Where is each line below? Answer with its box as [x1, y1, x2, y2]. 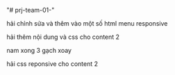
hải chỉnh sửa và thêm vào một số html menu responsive [6, 19, 168, 27]
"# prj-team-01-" [6, 6, 55, 14]
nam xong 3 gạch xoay [6, 47, 72, 54]
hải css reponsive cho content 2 [6, 60, 99, 68]
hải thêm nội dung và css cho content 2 [6, 33, 119, 41]
